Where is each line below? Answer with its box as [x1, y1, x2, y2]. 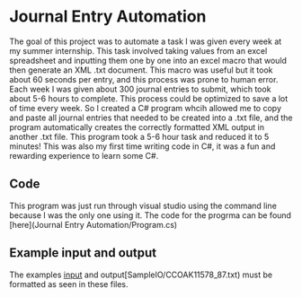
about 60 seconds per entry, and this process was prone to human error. [9, 74, 279, 84]
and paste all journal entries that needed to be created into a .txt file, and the [9, 112, 293, 123]
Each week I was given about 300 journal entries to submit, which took [9, 83, 271, 94]
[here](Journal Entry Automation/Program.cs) [9, 219, 178, 230]
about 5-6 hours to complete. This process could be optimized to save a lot [9, 92, 289, 104]
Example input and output [9, 245, 157, 261]
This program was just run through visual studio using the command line [9, 200, 277, 211]
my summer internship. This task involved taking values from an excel [9, 45, 268, 56]
